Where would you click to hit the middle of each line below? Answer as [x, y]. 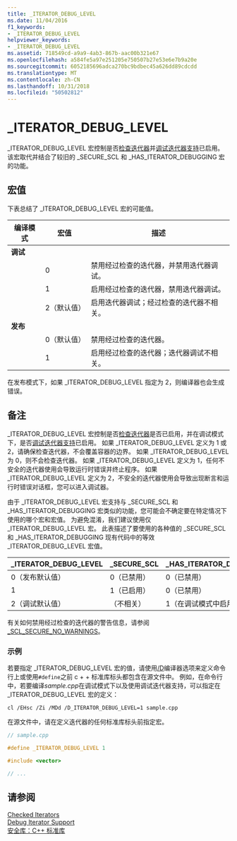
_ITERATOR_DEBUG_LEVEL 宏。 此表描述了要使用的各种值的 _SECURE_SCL [117, 528]
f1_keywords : [26, 27]
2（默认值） [65, 307]
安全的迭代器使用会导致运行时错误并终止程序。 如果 [82, 469]
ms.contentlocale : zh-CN [44, 80]
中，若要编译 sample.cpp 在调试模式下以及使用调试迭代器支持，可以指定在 [114, 686]
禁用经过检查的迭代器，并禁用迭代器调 [154, 265]
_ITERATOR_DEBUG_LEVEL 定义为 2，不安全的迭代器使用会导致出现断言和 [115, 478]
